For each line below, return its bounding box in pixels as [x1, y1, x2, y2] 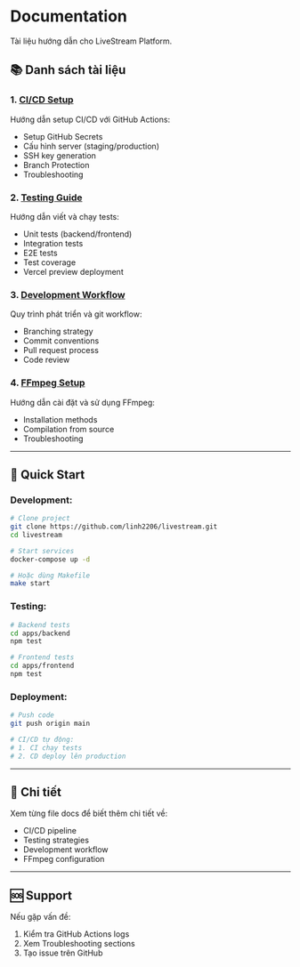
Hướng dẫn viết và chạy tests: [10, 211, 119, 222]
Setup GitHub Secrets [22, 131, 103, 141]
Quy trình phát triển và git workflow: [10, 309, 142, 319]
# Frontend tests [10, 653, 75, 662]
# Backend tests [10, 620, 70, 629]
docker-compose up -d [10, 554, 91, 564]
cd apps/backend [10, 629, 70, 638]
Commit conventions [22, 335, 100, 346]
